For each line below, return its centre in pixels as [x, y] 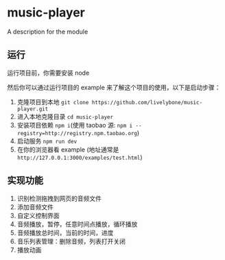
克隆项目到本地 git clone [53, 102]
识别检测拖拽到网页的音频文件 [59, 198]
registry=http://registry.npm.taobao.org [77, 133]
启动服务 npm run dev [47, 141]
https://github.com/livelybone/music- [147, 102]
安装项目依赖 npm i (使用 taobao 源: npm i [75, 125]
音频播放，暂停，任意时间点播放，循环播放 [77, 224]
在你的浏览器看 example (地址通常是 [68, 150]
